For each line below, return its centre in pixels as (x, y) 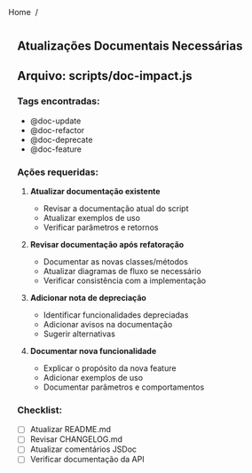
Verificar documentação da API (87, 460)
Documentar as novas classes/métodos (115, 261)
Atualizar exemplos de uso (92, 217)
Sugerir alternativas (79, 334)
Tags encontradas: (59, 101)
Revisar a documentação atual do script (116, 208)
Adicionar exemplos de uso (93, 377)
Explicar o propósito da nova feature (110, 368)
